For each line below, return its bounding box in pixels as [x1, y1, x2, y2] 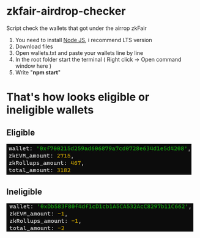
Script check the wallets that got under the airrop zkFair [6, 24, 147, 32]
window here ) [15, 62, 52, 70]
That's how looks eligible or [6, 90, 150, 104]
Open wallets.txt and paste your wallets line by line [15, 49, 144, 56]
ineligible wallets [6, 103, 94, 117]
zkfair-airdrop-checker [6, 4, 126, 18]
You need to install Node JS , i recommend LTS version [15, 36, 152, 43]
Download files [15, 43, 53, 50]
